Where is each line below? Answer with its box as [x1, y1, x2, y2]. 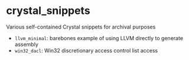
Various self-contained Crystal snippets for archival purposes [6, 23, 156, 30]
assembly [14, 41, 38, 48]
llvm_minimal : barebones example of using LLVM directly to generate [14, 34, 184, 41]
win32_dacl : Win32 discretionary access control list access [14, 47, 158, 54]
